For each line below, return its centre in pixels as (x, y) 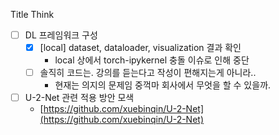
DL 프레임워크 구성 (61, 35)
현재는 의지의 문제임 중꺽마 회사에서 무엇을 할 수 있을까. (163, 85)
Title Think (32, 14)
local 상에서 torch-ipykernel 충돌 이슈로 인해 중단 (152, 60)
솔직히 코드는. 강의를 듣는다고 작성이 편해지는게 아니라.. (148, 73)
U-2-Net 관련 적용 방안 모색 (79, 98)
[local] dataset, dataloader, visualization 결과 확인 (140, 48)
